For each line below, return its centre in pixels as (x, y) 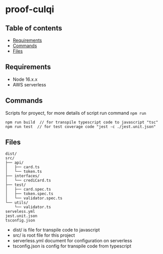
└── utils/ (17, 203)
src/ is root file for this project (44, 235)
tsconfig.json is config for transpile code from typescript (72, 246)
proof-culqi (30, 9)
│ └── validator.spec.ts (34, 198)
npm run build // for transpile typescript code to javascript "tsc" (82, 122)
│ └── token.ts (24, 172)
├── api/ (15, 163)
